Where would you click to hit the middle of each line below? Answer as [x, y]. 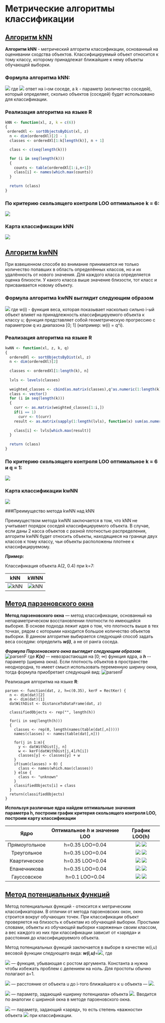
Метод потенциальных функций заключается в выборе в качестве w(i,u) [81, 948]
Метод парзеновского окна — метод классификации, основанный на [79, 616]
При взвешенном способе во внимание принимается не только [72, 264]
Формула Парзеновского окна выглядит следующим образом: [74, 651]
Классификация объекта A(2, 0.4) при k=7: [50, 565]
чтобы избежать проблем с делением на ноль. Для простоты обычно [78, 969]
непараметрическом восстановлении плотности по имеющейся [73, 621]
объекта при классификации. [39, 1016]
